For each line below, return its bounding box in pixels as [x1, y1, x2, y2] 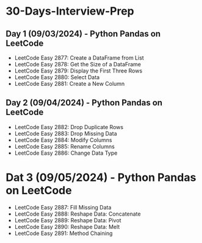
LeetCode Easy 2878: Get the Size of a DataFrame [14, 61, 142, 68]
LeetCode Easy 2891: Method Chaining [14, 230, 113, 237]
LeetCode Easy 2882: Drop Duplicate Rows [14, 123, 123, 130]
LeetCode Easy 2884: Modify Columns [14, 136, 112, 144]
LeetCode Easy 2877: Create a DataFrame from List [14, 54, 144, 62]
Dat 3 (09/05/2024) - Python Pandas [5, 171, 197, 184]
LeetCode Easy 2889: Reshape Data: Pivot [14, 216, 121, 224]
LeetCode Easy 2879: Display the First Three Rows [14, 67, 143, 74]
